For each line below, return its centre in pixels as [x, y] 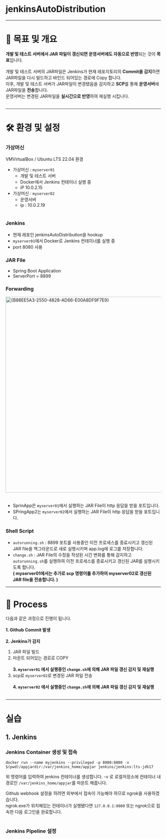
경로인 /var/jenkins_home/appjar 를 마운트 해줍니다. [56, 783]
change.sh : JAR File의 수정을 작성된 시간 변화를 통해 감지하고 [72, 555]
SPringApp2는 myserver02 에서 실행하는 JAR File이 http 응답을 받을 [78, 512]
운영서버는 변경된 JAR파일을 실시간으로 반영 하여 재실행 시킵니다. [67, 96]
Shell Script [20, 531]
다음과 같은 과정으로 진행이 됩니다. [38, 618]
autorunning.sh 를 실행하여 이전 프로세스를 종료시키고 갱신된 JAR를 [78, 561]
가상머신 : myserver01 [33, 170]
